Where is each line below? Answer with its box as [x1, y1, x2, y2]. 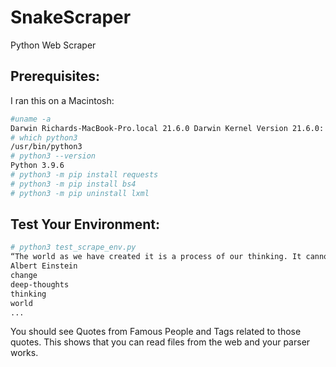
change [10, 271, 38, 281]
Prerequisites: [10, 68, 100, 85]
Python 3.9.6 [10, 161, 65, 171]
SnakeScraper [10, 6, 132, 29]
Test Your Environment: [10, 216, 161, 233]
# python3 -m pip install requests [10, 170, 159, 180]
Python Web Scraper [10, 39, 97, 51]
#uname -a [10, 114, 52, 124]
